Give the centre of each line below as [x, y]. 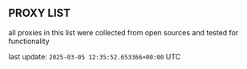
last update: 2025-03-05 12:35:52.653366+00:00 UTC [95, 56]
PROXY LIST [39, 13]
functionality [29, 41]
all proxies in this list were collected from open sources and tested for [123, 32]
